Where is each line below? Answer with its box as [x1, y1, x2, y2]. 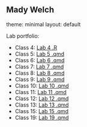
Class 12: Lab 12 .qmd [14, 95, 69, 102]
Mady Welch [6, 5, 55, 15]
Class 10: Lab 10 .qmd [14, 82, 69, 89]
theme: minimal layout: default [6, 20, 81, 28]
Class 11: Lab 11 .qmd [14, 88, 67, 95]
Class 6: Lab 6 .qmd [14, 56, 65, 63]
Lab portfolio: [6, 32, 40, 40]
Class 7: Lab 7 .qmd [14, 63, 64, 70]
